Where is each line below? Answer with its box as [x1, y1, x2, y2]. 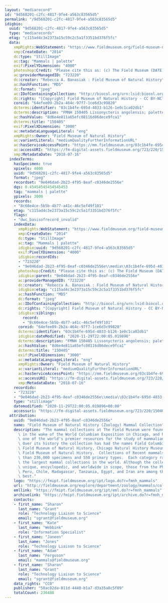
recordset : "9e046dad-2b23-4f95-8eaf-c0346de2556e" [14, 180, 124, 185]
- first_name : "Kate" [14, 520, 59, 526]
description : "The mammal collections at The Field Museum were [14, 427, 151, 432]
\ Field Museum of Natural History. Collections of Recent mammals [18, 450, 164, 456]
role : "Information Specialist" [18, 530, 86, 535]
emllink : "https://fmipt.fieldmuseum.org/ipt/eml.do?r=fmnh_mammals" [14, 488, 162, 493]
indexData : [14, 222, 37, 227]
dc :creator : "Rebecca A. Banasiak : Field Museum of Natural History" [14, 77, 164, 82]
